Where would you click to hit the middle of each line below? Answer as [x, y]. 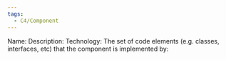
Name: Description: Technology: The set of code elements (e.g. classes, [113, 41]
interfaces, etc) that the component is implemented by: [88, 49]
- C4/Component [36, 21]
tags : [15, 14]
